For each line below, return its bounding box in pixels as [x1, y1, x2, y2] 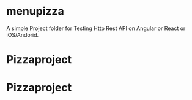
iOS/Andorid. [6, 31, 39, 38]
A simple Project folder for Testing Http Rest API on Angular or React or [6, 25, 186, 32]
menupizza [6, 4, 64, 18]
